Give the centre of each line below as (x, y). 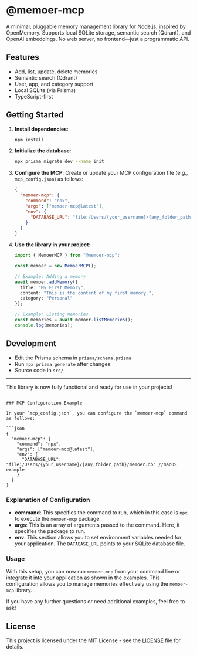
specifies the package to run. (50, 531)
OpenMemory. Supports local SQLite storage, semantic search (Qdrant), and (98, 32)
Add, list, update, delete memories (56, 72)
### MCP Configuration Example (44, 403)
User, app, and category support (54, 84)
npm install (29, 140)
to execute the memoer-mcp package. (58, 518)
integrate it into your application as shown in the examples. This (83, 578)
